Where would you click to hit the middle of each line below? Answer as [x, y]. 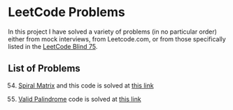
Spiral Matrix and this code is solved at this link [86, 85]
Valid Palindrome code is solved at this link [80, 99]
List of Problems [44, 68]
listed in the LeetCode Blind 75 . [53, 46]
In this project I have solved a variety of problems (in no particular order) [113, 32]
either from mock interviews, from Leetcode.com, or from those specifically [117, 39]
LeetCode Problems [66, 12]
